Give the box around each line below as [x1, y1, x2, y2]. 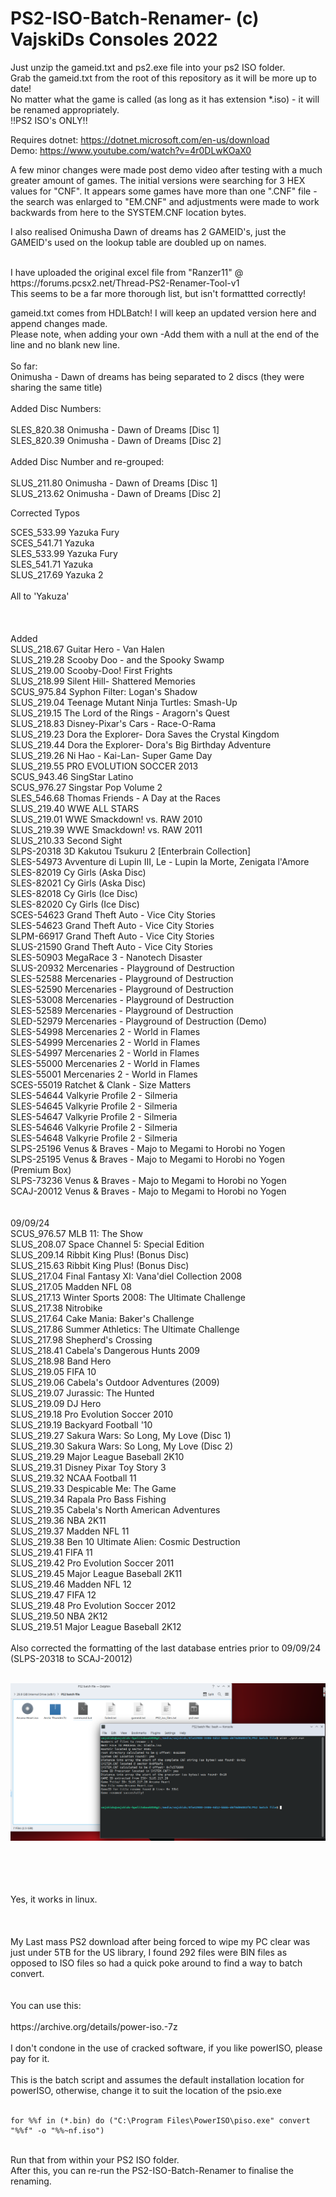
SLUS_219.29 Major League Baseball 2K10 [10, 1450, 185, 1462]
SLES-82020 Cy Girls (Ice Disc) [10, 898, 140, 910]
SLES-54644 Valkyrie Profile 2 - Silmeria [10, 1089, 178, 1101]
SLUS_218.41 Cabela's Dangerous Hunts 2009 [10, 1344, 200, 1356]
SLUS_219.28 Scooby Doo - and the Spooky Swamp [10, 653, 225, 666]
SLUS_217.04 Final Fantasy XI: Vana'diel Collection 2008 [10, 1270, 243, 1282]
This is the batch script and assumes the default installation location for [10, 2074, 305, 2086]
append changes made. [10, 317, 108, 329]
